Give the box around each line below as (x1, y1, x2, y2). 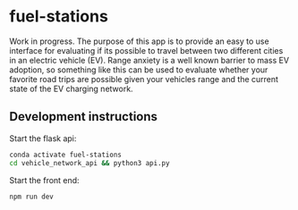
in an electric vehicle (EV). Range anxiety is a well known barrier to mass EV (9, 55, 289, 65)
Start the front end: (9, 174, 80, 185)
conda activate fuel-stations (9, 150, 123, 159)
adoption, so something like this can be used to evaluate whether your (9, 64, 268, 75)
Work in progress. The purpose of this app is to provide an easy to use (9, 36, 270, 46)
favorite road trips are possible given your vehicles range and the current (9, 73, 279, 84)
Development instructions (9, 109, 158, 124)
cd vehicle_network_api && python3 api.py (9, 158, 170, 167)
